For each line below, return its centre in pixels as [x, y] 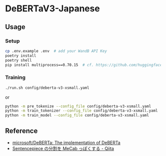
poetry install [21, 56]
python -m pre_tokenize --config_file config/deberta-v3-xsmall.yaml [78, 106]
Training [15, 78]
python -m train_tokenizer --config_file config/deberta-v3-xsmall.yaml [82, 111]
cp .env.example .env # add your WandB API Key [56, 51]
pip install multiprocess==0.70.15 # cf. [49, 65]
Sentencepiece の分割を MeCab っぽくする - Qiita [63, 148]
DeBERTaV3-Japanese [53, 9]
